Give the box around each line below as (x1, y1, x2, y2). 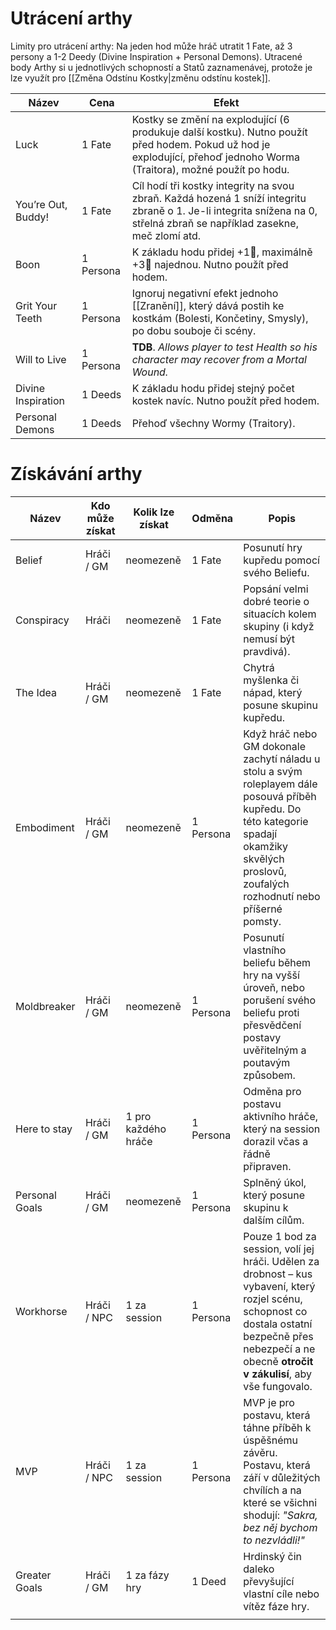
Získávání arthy (10, 463, 143, 486)
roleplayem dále (243, 777, 318, 791)
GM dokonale (243, 739, 306, 753)
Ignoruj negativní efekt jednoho (131, 286, 279, 300)
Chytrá (243, 660, 275, 674)
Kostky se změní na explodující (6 (131, 112, 290, 126)
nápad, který (243, 685, 303, 699)
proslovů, (243, 864, 287, 878)
